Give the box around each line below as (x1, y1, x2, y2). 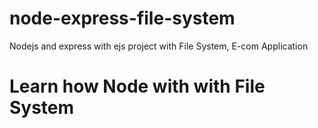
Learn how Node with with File (9, 75, 266, 98)
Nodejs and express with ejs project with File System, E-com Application (9, 40, 309, 52)
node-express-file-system (9, 7, 236, 30)
